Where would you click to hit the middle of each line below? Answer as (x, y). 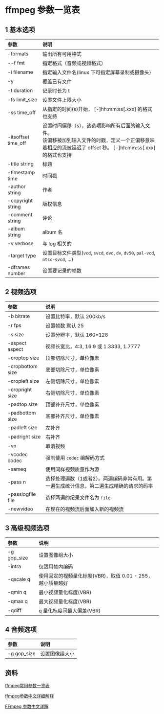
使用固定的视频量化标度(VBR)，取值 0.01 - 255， (96, 576)
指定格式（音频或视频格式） (74, 63)
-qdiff (15, 610)
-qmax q (18, 601)
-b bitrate (19, 316)
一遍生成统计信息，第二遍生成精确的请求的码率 (99, 486)
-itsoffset (19, 137)
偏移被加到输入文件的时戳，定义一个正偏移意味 (101, 140)
